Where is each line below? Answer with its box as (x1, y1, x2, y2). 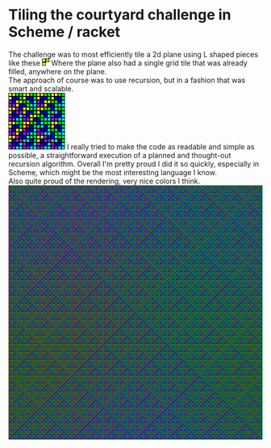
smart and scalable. (8, 83, 74, 94)
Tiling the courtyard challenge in (8, 6, 231, 24)
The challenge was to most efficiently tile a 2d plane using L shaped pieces (8, 49, 259, 59)
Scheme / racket (8, 23, 121, 41)
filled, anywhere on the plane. (8, 66, 107, 76)
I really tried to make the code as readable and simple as (66, 141, 255, 151)
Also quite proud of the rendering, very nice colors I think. (8, 176, 201, 186)
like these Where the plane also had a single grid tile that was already (8, 58, 248, 68)
